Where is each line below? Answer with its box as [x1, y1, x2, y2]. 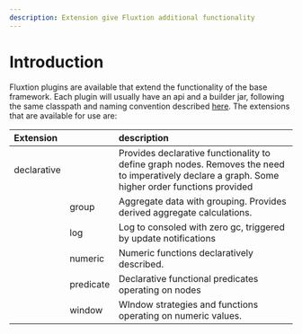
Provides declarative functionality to [118, 146, 271, 159]
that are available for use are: [9, 110, 118, 121]
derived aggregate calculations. [118, 206, 253, 218]
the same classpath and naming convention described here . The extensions [9, 101, 290, 111]
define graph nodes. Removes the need [118, 158, 285, 171]
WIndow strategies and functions [118, 298, 259, 311]
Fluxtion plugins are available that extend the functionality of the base [9, 82, 268, 92]
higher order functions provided [118, 180, 253, 193]
